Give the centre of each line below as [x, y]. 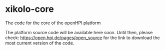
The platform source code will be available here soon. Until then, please [79, 32]
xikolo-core [29, 9]
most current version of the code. [40, 43]
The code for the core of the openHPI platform [53, 23]
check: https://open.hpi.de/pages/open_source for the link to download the [82, 38]
